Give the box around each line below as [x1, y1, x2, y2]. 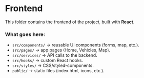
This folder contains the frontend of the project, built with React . [5, 19, 135, 25]
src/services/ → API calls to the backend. [12, 52, 98, 58]
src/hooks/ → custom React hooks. [12, 58, 83, 63]
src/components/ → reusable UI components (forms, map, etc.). [12, 42, 140, 48]
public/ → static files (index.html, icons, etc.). [12, 68, 104, 74]
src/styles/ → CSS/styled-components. [12, 62, 94, 68]
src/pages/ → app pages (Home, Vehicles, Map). [12, 47, 111, 53]
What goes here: [5, 31, 45, 38]
